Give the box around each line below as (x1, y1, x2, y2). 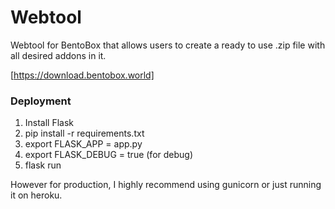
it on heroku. (10, 189, 63, 201)
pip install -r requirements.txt (24, 127, 145, 140)
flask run (24, 159, 62, 171)
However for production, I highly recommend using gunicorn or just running (10, 179, 322, 191)
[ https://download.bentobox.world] (10, 69, 155, 81)
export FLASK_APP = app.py (24, 138, 143, 150)
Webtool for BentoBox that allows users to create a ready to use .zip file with (10, 39, 326, 51)
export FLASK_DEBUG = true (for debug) (24, 149, 194, 161)
